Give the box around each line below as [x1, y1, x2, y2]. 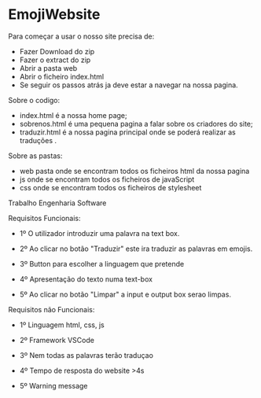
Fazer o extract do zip [19, 55, 91, 64]
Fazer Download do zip [19, 46, 95, 56]
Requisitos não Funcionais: [8, 304, 95, 314]
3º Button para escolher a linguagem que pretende [19, 259, 185, 268]
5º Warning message [19, 381, 88, 390]
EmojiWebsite [8, 6, 101, 24]
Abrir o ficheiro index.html [19, 72, 105, 81]
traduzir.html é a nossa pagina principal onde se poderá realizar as [19, 127, 236, 137]
